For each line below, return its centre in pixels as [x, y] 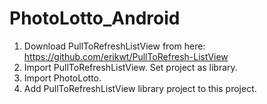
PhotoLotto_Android [95, 18]
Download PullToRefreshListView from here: [114, 46]
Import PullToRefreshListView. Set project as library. [130, 67]
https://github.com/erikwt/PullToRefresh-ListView [126, 56]
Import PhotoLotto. [62, 78]
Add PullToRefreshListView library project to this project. [140, 88]
